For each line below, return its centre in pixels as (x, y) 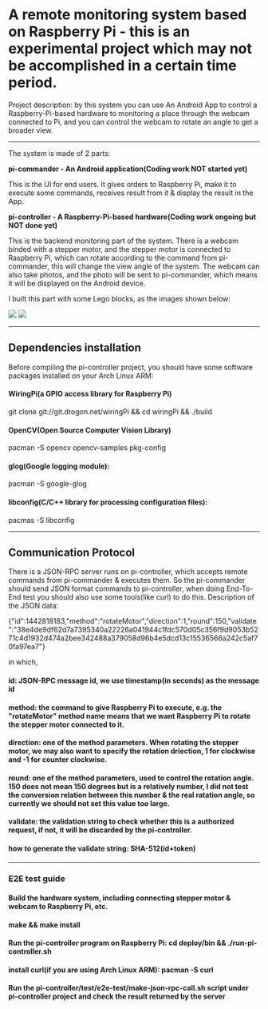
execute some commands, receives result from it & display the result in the (131, 193)
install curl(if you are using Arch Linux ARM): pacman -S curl (111, 970)
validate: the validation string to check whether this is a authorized (121, 822)
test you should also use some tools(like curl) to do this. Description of (139, 597)
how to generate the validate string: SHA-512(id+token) (102, 848)
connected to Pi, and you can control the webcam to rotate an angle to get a (133, 122)
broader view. (31, 130)
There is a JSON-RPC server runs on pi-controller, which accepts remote (128, 572)
